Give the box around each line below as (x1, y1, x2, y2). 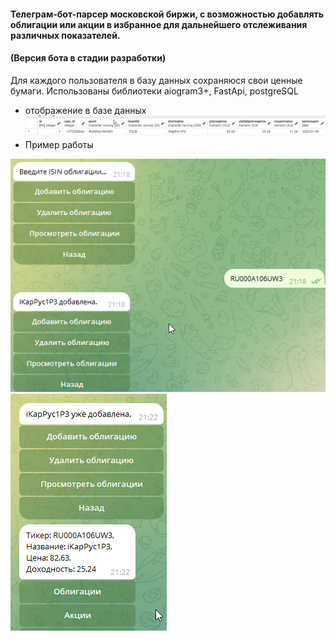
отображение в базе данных (24, 104, 147, 116)
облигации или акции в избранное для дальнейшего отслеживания (10, 18, 308, 30)
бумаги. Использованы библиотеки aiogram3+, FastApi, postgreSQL (10, 85, 299, 97)
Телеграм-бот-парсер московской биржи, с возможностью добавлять (10, 8, 325, 20)
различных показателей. (10, 29, 121, 41)
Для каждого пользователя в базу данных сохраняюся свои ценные (10, 74, 303, 86)
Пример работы (24, 139, 94, 151)
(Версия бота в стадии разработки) (10, 52, 167, 64)
